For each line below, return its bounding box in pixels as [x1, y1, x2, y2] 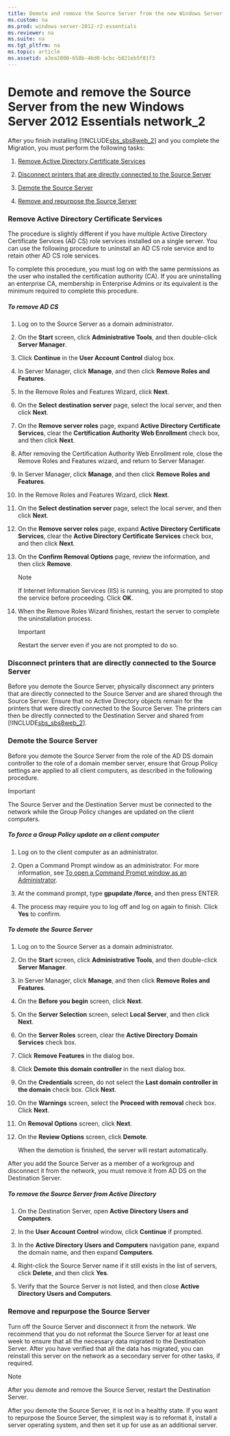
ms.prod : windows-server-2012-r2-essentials [8, 23, 137, 30]
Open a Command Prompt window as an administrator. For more [17, 861, 199, 869]
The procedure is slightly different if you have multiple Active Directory [8, 229, 207, 238]
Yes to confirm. [17, 910, 62, 918]
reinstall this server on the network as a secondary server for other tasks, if [8, 1351, 221, 1360]
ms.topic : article [8, 49, 60, 56]
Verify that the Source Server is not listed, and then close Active [17, 1282, 200, 1290]
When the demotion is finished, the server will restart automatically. [17, 1146, 208, 1154]
